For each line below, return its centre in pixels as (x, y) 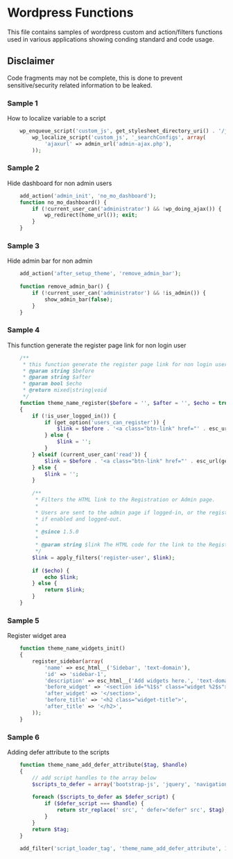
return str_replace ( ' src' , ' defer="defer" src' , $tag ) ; (142, 810)
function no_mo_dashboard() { (63, 202)
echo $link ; (61, 577)
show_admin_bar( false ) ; (78, 300)
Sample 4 (24, 330)
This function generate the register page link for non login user (97, 345)
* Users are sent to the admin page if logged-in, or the (121, 512)
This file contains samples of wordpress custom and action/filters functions (115, 32)
